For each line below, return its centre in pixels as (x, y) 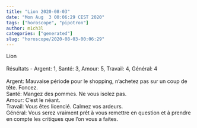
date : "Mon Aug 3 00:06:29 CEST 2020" (55, 17)
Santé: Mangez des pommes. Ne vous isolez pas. (66, 94)
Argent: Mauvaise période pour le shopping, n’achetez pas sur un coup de (97, 81)
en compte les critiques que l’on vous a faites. (62, 119)
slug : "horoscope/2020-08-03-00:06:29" (55, 39)
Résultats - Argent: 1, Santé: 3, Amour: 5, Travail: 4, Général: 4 (82, 68)
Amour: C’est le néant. (33, 100)
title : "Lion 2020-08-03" (38, 12)
